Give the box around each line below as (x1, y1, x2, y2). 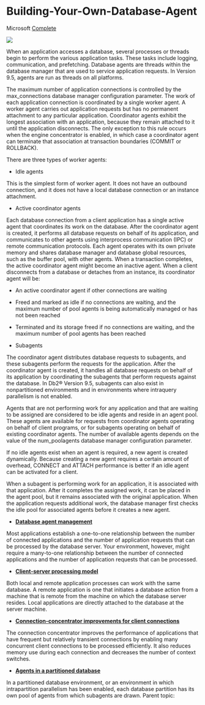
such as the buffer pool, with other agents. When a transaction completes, (6, 255, 194, 262)
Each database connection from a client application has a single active (6, 216, 184, 224)
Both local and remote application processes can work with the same (6, 579, 181, 586)
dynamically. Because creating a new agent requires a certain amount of (6, 455, 189, 462)
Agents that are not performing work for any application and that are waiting (6, 404, 198, 412)
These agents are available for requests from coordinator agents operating (6, 417, 195, 424)
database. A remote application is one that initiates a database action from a (6, 586, 198, 593)
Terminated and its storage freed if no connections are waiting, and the (15, 323, 195, 331)
